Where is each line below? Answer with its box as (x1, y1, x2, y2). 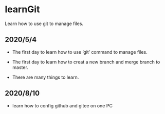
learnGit (5, 4, 40, 15)
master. (12, 64, 29, 70)
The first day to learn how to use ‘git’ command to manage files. (12, 49, 148, 55)
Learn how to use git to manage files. (5, 20, 83, 27)
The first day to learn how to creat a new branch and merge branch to (12, 59, 160, 65)
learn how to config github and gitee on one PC (12, 102, 113, 108)
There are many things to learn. (12, 74, 79, 80)
